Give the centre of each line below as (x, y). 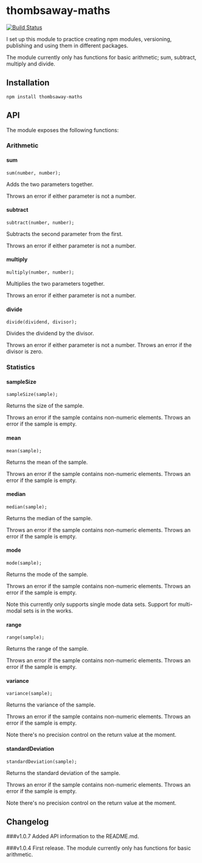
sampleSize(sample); (32, 395)
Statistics (21, 368)
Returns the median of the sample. (49, 518)
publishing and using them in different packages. (67, 45)
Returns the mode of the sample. (47, 574)
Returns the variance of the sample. (51, 705)
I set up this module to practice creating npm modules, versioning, (89, 39)
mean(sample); (24, 451)
